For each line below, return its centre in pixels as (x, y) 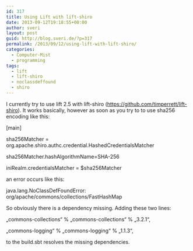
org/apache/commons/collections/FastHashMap (64, 197)
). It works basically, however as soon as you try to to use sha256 (96, 110)
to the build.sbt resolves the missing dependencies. (68, 242)
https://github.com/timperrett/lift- (147, 104)
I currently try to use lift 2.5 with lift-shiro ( (57, 104)
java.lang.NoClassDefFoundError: (46, 190)
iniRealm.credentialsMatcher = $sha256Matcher (64, 168)
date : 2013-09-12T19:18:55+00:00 (47, 22)
